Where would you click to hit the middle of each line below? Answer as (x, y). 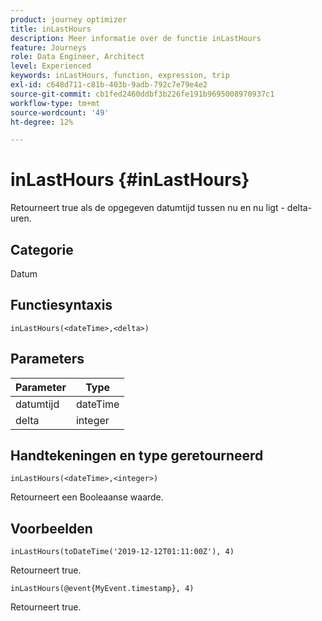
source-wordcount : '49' (60, 112)
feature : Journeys (48, 47)
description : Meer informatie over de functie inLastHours (136, 38)
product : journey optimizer (69, 19)
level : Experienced (51, 66)
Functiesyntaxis (61, 305)
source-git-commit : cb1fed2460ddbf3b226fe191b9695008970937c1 (142, 94)
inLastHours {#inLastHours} (130, 180)
